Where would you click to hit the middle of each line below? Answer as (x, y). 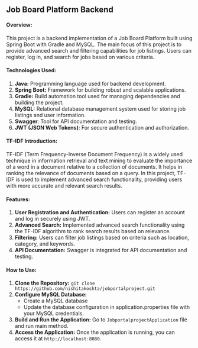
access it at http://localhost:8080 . (58, 339)
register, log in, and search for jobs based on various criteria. (80, 57)
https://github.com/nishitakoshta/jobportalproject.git (85, 289)
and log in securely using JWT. (52, 219)
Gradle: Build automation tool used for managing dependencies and (97, 96)
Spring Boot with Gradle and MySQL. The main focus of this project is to (94, 44)
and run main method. (42, 326)
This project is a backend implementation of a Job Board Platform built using (99, 38)
